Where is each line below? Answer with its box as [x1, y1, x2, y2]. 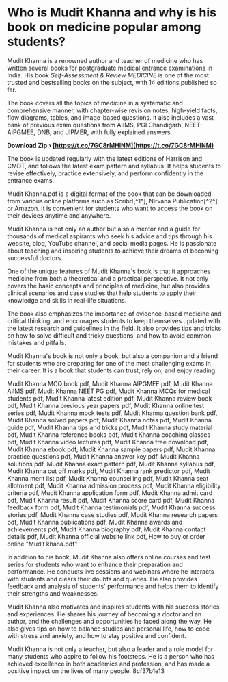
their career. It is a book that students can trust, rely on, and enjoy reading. [7, 366, 217, 375]
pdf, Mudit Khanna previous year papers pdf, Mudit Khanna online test [7, 401, 205, 409]
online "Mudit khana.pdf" [7, 540, 78, 548]
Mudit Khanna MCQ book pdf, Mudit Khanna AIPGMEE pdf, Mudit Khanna [7, 379, 213, 388]
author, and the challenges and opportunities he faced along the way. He [7, 617, 212, 625]
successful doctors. [7, 253, 63, 262]
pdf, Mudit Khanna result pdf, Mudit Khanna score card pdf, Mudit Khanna [7, 496, 215, 504]
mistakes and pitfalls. [7, 338, 67, 346]
